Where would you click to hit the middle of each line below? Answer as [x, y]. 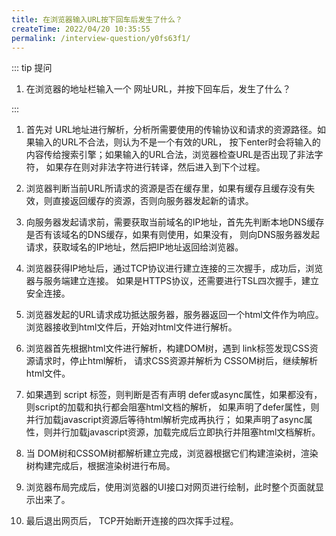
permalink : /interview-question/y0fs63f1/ [101, 38]
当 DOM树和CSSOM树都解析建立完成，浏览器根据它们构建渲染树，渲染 [172, 453]
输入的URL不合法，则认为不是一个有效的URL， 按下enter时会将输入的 [177, 142]
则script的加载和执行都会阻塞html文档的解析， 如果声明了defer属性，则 [172, 407]
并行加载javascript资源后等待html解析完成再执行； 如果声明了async [164, 420]
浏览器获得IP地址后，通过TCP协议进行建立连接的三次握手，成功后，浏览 [174, 268]
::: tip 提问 [32, 68]
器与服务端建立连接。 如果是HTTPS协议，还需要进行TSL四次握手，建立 [172, 281]
